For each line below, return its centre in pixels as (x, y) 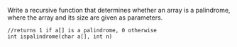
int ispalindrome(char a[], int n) (60, 36)
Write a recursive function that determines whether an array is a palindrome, (119, 10)
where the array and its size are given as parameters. (85, 18)
